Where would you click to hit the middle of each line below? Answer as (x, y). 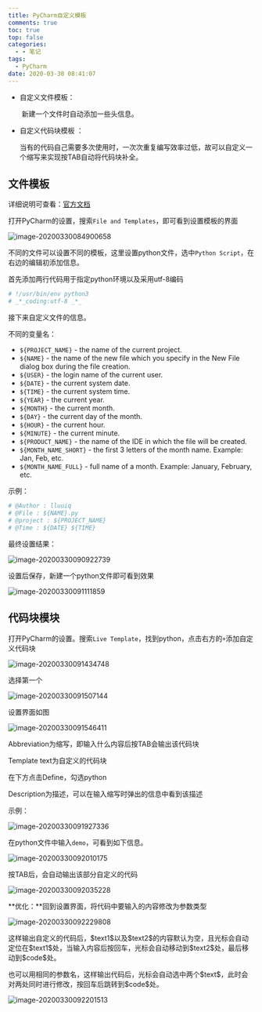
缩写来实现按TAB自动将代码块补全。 (84, 157)
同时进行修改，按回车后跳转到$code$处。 (96, 984)
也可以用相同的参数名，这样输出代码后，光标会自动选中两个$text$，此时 (125, 974)
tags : (17, 60)
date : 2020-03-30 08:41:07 (52, 74)
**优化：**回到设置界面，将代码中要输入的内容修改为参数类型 (108, 906)
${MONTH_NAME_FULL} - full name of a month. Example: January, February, (136, 467)
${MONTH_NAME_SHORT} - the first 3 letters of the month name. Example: (131, 450)
